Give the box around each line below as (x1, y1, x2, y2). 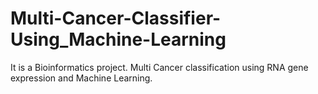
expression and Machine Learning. (10, 72, 153, 84)
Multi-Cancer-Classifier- (10, 7, 222, 30)
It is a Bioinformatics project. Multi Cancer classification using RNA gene (10, 61, 309, 73)
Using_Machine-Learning (10, 28, 227, 51)
